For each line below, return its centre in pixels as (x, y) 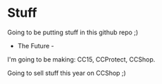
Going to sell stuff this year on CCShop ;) (67, 73)
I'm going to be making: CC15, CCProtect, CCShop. (81, 59)
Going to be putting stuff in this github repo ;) (73, 32)
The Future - (36, 45)
